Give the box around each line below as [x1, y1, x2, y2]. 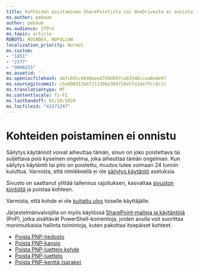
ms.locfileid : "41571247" [6, 103, 70, 109]
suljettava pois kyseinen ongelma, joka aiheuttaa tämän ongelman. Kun [6, 155, 181, 162]
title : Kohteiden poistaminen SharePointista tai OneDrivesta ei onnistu [6, 8, 194, 15]
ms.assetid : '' [6, 70, 44, 76]
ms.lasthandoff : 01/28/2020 [6, 98, 76, 103]
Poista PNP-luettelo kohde [14, 246, 80, 253]
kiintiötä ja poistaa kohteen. [6, 186, 73, 193]
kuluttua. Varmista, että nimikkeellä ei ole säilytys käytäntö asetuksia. [6, 168, 176, 175]
